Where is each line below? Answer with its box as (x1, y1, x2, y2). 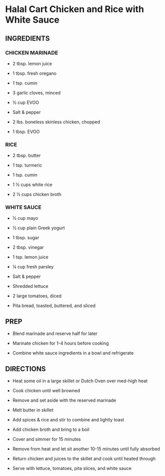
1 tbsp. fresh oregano (12, 70, 57, 76)
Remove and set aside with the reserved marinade (12, 397, 116, 403)
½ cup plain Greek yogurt (12, 225, 65, 231)
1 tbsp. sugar (12, 235, 39, 241)
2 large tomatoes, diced (12, 293, 62, 299)
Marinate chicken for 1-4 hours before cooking (12, 340, 109, 347)
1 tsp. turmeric (12, 162, 43, 169)
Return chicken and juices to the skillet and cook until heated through (12, 455, 156, 462)
